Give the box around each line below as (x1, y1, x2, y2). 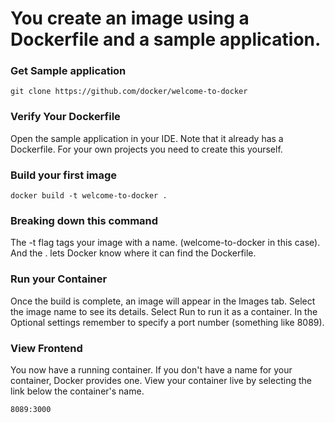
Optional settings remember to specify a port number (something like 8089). (10, 316, 325, 328)
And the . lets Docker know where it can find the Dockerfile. (10, 247, 257, 259)
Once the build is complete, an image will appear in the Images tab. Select (10, 295, 316, 307)
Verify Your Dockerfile (10, 110, 121, 124)
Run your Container (10, 272, 108, 286)
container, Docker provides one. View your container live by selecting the (10, 374, 312, 386)
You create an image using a (10, 7, 250, 30)
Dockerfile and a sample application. (10, 28, 322, 51)
